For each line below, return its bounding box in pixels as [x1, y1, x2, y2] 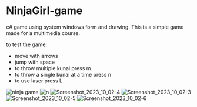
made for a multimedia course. [6, 29, 81, 36]
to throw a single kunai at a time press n [14, 71, 112, 78]
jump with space [14, 58, 55, 65]
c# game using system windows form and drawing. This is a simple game [6, 23, 184, 30]
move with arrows [14, 52, 58, 59]
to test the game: [6, 41, 48, 48]
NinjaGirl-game [6, 4, 83, 18]
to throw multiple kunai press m [14, 64, 91, 71]
